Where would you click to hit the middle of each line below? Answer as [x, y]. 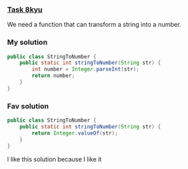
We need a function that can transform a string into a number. [94, 25]
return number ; [54, 76]
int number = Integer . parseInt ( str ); [85, 69]
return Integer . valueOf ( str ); [75, 133]
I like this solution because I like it [54, 159]
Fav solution [28, 106]
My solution [27, 43]
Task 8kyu [25, 10]
